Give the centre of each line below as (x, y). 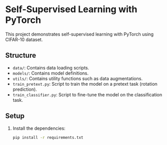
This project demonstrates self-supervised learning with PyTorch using (79, 34)
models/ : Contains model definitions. (51, 73)
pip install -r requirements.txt (48, 137)
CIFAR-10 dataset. (24, 40)
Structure (21, 56)
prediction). (25, 89)
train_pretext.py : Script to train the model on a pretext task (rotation (85, 84)
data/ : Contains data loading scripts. (51, 67)
